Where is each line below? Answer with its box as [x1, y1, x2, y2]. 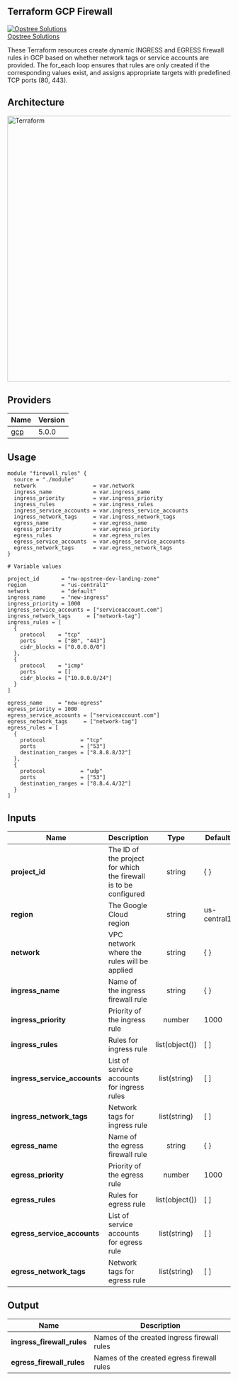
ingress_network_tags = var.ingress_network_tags [13, 513, 176, 520]
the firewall [108, 871, 145, 881]
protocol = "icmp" [20, 662, 84, 669]
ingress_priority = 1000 [7, 600, 81, 608]
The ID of [108, 845, 140, 855]
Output [7, 1299, 39, 1312]
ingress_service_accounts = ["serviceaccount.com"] [7, 606, 163, 614]
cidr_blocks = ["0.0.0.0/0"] [20, 644, 106, 651]
